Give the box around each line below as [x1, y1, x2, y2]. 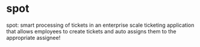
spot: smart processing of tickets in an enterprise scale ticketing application [6, 21, 195, 29]
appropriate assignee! [6, 34, 61, 41]
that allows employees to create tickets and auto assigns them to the [6, 27, 177, 35]
